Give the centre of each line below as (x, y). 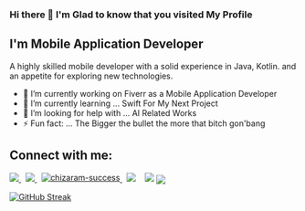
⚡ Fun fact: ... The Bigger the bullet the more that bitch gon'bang (144, 123)
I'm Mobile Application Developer (106, 44)
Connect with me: (61, 156)
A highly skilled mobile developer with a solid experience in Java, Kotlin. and (153, 66)
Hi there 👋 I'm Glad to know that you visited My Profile (131, 15)
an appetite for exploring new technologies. (91, 76)
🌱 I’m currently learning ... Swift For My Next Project (121, 103)
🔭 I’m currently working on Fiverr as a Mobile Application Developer (150, 93)
